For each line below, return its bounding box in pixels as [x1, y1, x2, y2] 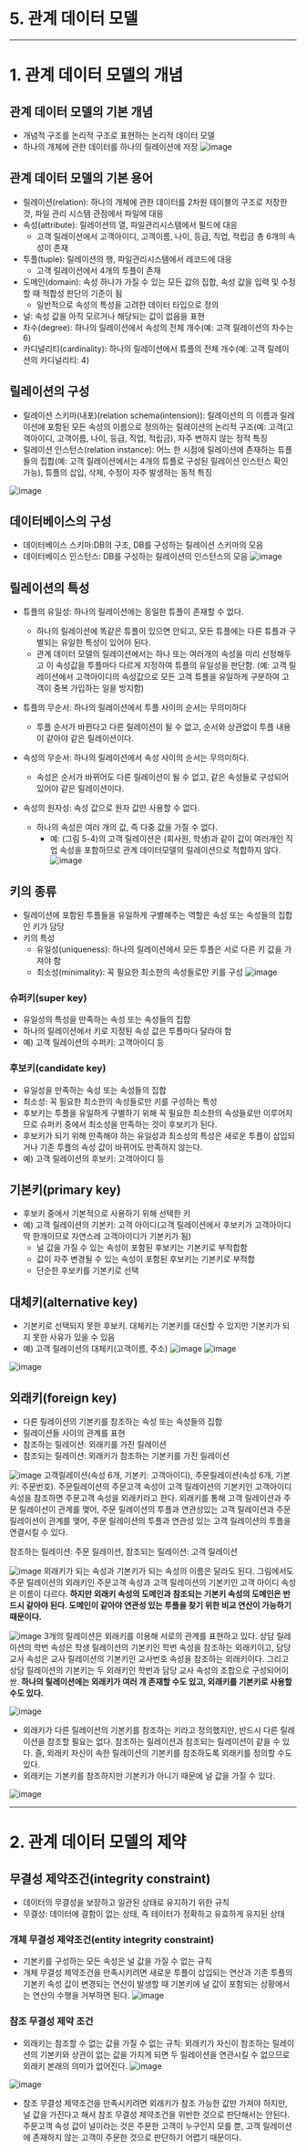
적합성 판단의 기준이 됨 [42, 287, 123, 298]
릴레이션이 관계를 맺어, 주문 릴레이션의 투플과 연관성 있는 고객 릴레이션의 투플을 [9, 1516, 291, 1527]
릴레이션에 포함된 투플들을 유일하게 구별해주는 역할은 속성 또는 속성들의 [22, 910, 276, 920]
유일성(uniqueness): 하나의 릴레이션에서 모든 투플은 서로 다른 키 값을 [36, 944, 282, 955]
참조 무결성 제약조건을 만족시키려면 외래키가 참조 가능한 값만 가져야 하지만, [22, 2097, 289, 2108]
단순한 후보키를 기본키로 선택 [36, 1265, 139, 1276]
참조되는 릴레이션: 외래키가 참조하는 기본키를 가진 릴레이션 [22, 1450, 230, 1461]
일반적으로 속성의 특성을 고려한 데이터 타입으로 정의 [36, 298, 219, 310]
